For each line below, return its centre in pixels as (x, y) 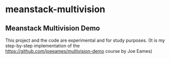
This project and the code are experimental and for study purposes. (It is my (85, 40)
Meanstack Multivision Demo (53, 28)
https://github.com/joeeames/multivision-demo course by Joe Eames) (79, 51)
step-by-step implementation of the (42, 46)
